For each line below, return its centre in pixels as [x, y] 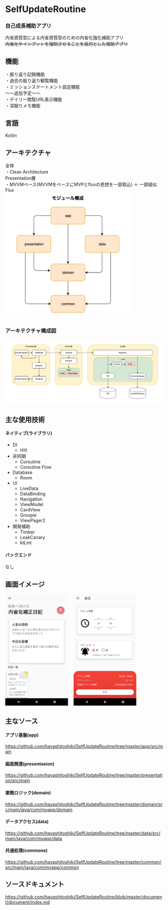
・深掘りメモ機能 [23, 106]
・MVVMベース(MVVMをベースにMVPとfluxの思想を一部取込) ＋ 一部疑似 [81, 184]
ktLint [26, 543]
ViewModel [32, 504]
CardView [30, 510]
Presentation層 [21, 178]
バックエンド [18, 555]
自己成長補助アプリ [28, 26]
